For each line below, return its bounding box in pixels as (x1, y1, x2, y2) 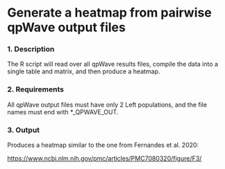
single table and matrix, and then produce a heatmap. (7, 67, 160, 75)
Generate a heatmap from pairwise (7, 5, 212, 21)
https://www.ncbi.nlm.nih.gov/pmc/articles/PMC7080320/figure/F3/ (7, 154, 202, 163)
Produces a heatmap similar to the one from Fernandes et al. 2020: (7, 141, 199, 150)
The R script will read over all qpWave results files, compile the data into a (7, 60, 219, 69)
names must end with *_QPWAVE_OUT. (7, 107, 119, 116)
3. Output (7, 125, 40, 134)
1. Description (7, 44, 55, 54)
